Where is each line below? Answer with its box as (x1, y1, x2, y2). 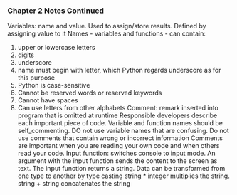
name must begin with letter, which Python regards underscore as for (17, 66, 221, 75)
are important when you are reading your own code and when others (17, 142, 220, 150)
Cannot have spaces (17, 96, 78, 105)
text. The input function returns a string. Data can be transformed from (17, 164, 226, 173)
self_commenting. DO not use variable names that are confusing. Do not (17, 127, 229, 135)
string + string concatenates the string (17, 179, 131, 188)
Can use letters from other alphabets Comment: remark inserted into (17, 104, 218, 112)
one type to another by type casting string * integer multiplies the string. (17, 172, 230, 180)
